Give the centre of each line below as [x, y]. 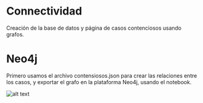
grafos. [15, 34]
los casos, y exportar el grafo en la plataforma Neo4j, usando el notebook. [99, 82]
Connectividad [44, 11]
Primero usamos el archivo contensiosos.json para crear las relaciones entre [102, 75]
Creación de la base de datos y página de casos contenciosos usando [94, 28]
